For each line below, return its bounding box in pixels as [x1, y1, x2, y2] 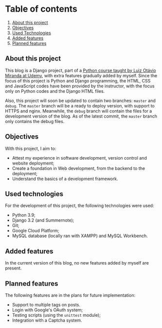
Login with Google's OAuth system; [12, 307, 83, 313]
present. [5, 265, 22, 271]
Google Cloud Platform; [12, 228, 59, 234]
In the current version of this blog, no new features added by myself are [5, 260, 149, 266]
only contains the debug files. [5, 118, 65, 124]
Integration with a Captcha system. [12, 317, 82, 323]
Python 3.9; [12, 212, 36, 218]
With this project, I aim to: [5, 145, 56, 151]
